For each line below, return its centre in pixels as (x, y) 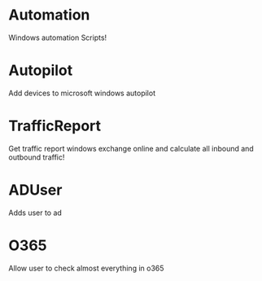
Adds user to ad (35, 213)
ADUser (35, 190)
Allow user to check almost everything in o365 (86, 268)
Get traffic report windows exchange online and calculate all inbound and (131, 148)
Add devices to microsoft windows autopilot (82, 93)
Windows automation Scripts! (58, 37)
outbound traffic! (37, 157)
